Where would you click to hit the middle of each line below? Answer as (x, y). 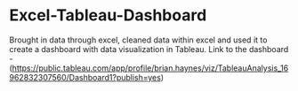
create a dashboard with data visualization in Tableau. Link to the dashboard (149, 49)
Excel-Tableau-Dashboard (108, 15)
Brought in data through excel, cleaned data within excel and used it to (138, 40)
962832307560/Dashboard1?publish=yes (85, 77)
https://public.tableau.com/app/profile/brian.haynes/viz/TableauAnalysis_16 (150, 68)
